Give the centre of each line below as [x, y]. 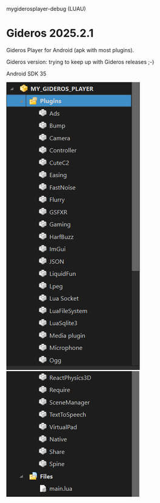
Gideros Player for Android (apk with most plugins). [70, 50]
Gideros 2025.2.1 [50, 33]
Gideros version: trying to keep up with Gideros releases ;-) [80, 62]
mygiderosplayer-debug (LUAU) [46, 9]
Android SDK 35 [26, 74]
